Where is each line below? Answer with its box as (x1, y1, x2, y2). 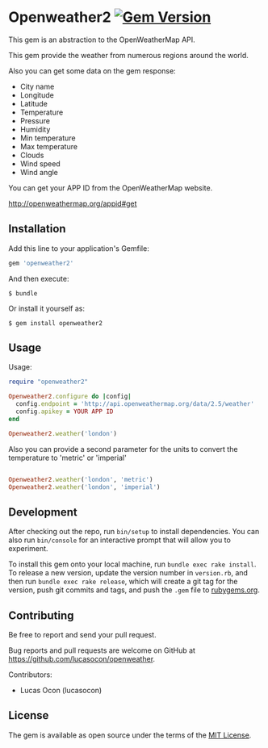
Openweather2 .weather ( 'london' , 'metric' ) (8, 475, 153, 483)
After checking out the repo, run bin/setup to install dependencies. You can (8, 527, 260, 537)
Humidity (19, 124, 51, 134)
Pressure (19, 115, 51, 125)
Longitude (19, 90, 54, 100)
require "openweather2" (8, 378, 89, 387)
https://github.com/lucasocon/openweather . (8, 654, 156, 664)
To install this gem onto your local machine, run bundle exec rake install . (8, 559, 257, 569)
